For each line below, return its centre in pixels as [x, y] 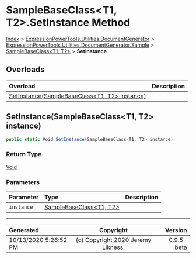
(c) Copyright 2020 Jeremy [113, 240]
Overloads [25, 70]
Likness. [113, 247]
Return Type [24, 154]
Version [176, 230]
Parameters [23, 182]
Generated [24, 230]
